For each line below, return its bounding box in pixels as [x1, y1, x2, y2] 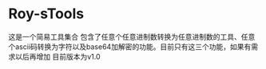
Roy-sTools [8, 5, 85, 23]
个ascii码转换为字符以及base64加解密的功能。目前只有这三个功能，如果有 [8, 41, 252, 52]
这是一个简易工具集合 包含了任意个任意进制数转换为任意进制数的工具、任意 [8, 32, 256, 41]
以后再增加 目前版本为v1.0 [14, 52, 101, 61]
